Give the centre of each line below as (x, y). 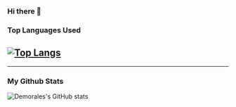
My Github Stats (35, 81)
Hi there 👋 (25, 11)
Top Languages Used (44, 30)
